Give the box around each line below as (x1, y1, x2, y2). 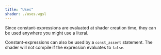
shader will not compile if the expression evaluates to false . (5, 44, 125, 50)
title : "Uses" (5, 7, 34, 12)
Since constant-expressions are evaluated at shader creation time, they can (5, 25, 156, 30)
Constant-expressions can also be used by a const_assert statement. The (5, 39, 153, 45)
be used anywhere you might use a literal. (5, 30, 89, 36)
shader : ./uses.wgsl (5, 12, 47, 16)
